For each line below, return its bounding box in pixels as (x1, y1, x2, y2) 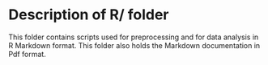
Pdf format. (8, 49, 46, 59)
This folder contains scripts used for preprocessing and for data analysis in (8, 32, 259, 42)
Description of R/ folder (8, 6, 169, 24)
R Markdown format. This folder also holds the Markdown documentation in (8, 40, 261, 50)
